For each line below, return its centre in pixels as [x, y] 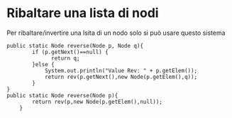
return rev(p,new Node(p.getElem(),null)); [97, 102]
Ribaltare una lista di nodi [83, 13]
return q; [66, 58]
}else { [43, 64]
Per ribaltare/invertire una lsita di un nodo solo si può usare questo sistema [116, 33]
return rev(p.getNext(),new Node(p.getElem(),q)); [121, 77]
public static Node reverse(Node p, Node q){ [75, 45]
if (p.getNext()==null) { [71, 52]
